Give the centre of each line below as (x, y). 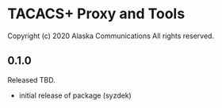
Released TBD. (32, 79)
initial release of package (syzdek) (75, 95)
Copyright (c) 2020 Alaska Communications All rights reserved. (111, 36)
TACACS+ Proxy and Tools (96, 14)
